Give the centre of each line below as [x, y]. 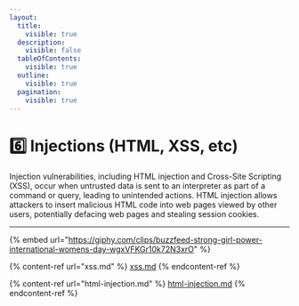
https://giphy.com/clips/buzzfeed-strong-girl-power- [165, 240]
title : [29, 26]
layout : [24, 17]
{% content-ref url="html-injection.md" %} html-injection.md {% [128, 284]
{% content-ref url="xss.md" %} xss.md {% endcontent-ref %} [125, 267]
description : [41, 42]
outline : [33, 76]
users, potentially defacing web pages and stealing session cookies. [134, 214]
